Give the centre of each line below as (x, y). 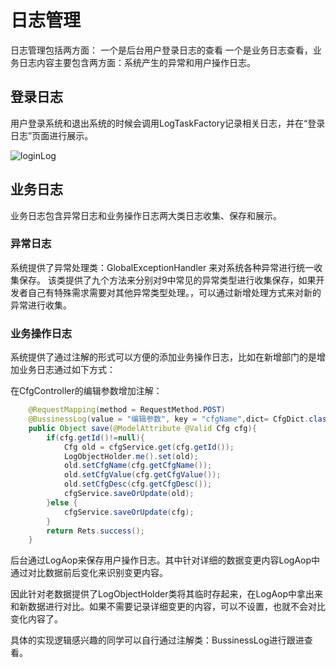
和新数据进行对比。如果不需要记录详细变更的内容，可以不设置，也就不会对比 (168, 607)
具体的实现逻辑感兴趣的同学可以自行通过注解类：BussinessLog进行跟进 (157, 640)
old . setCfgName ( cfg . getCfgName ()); (138, 466)
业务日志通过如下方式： (67, 370)
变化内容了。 (36, 619)
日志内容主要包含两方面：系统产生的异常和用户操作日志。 (137, 62)
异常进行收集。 (41, 305)
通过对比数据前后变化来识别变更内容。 (89, 573)
